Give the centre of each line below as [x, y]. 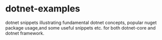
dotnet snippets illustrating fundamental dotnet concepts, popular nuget [81, 22]
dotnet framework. [25, 33]
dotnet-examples [43, 9]
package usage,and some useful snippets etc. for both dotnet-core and [80, 27]
